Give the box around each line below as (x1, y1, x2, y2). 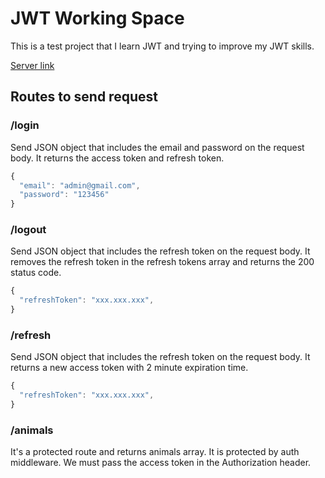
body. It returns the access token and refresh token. (10, 152, 225, 164)
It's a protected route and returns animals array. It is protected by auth (10, 446, 300, 458)
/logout (10, 223, 47, 237)
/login (10, 118, 40, 132)
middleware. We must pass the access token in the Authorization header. (10, 457, 312, 469)
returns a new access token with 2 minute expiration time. (10, 362, 249, 374)
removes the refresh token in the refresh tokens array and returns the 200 (10, 256, 315, 268)
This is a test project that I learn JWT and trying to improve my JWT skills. (10, 40, 315, 52)
